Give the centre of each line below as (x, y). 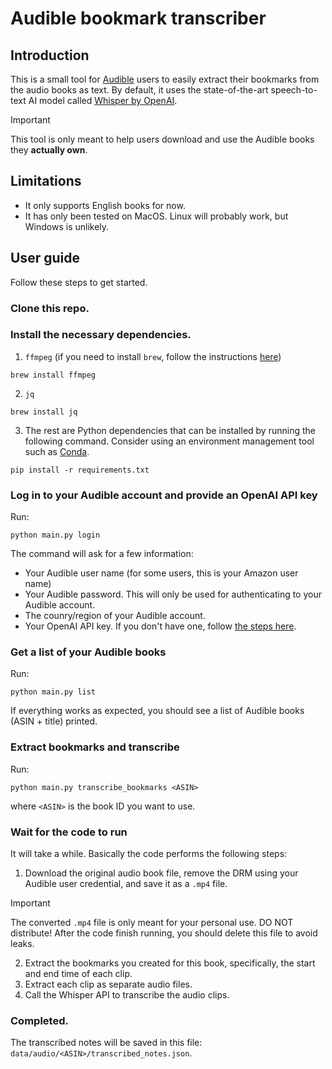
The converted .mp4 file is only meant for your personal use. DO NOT (152, 923)
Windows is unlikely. (67, 226)
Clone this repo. (50, 308)
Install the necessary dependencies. (101, 335)
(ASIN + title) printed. (54, 721)
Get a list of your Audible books (88, 652)
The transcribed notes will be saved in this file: (106, 1043)
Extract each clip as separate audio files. (108, 984)
